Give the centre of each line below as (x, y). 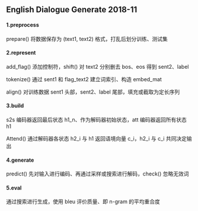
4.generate (20, 160)
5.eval (14, 188)
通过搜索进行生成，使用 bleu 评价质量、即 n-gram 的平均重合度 (83, 202)
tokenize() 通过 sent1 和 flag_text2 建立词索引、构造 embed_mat (84, 79)
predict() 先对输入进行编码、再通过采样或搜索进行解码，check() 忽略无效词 (98, 174)
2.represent (21, 53)
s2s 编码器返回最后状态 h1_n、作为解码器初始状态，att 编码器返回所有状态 (96, 120)
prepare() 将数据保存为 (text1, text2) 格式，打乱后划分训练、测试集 (87, 39)
